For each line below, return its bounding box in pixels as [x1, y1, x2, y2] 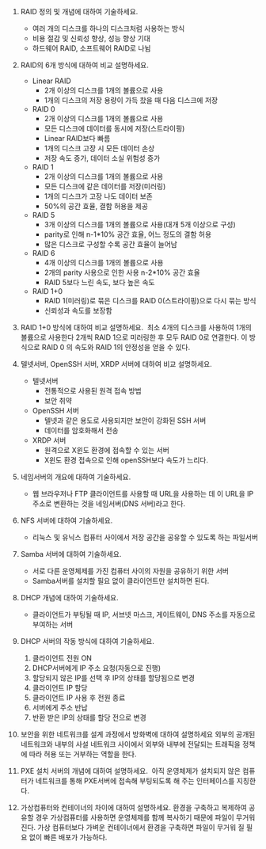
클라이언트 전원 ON [32, 653, 92, 663]
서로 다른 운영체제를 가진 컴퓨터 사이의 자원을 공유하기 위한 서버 [32, 566, 229, 576]
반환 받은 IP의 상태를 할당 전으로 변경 [32, 713, 147, 722]
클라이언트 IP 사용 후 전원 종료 [32, 693, 126, 702]
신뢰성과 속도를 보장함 [44, 306, 113, 315]
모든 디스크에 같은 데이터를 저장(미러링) [44, 181, 166, 191]
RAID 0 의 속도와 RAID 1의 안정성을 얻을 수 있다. [41, 343, 191, 352]
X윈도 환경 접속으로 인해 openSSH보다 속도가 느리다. [44, 455, 209, 465]
